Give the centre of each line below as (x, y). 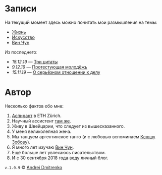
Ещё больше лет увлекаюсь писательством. (59, 152)
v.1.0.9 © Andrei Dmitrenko (33, 167)
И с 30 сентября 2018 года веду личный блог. (60, 158)
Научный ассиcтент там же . (41, 121)
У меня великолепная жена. (42, 131)
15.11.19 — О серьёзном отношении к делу (56, 72)
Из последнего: (21, 52)
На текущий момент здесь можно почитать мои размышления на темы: (81, 22)
